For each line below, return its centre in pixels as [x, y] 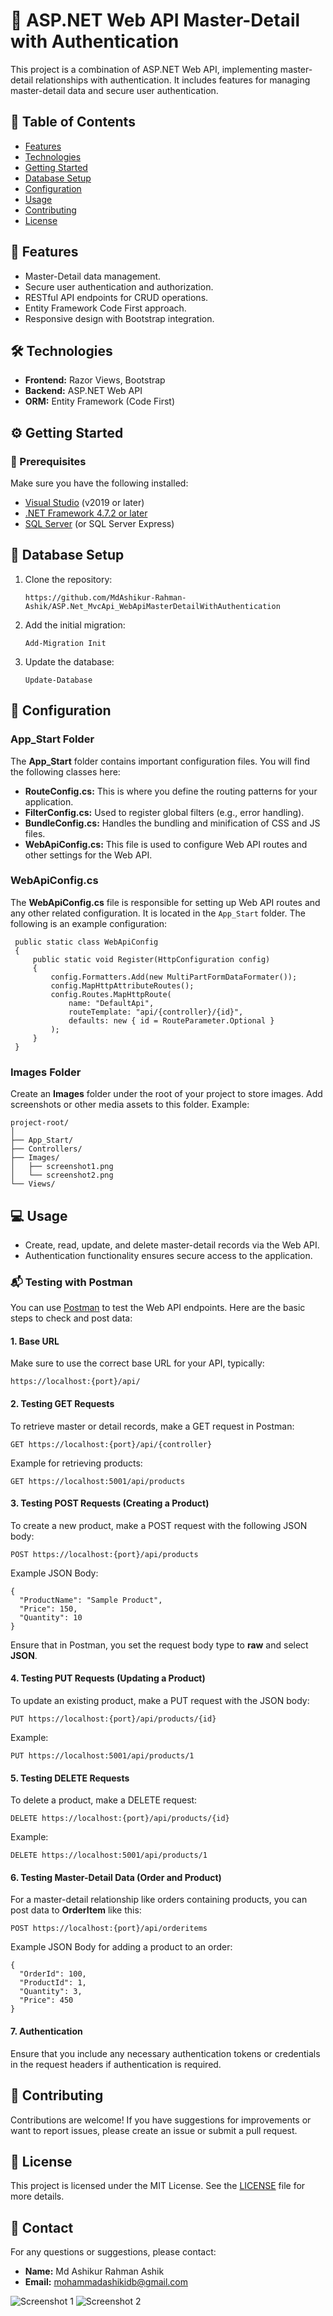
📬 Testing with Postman [71, 1282]
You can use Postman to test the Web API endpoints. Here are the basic [158, 1308]
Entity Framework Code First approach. [105, 308]
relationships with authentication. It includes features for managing [172, 80]
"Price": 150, [48, 1609]
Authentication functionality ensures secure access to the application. [168, 1255]
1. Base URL [35, 1341]
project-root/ [40, 1123]
